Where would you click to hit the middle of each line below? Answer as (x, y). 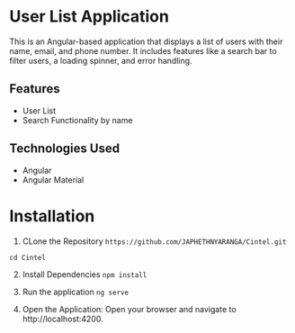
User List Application (89, 17)
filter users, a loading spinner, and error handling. (101, 60)
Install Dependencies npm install (85, 274)
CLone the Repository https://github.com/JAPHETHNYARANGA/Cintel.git (154, 241)
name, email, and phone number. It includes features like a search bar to (143, 50)
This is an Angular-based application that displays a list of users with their (146, 41)
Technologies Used (64, 149)
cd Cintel (28, 257)
